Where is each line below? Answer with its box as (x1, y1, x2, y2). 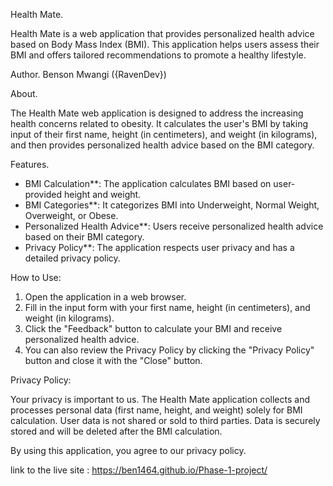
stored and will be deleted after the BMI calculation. (10, 425, 223, 437)
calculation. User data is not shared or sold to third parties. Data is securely (10, 415, 321, 426)
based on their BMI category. (24, 231, 145, 243)
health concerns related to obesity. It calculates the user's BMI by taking (10, 118, 309, 129)
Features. (10, 159, 50, 170)
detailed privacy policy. (24, 252, 121, 264)
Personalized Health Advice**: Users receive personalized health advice (24, 220, 324, 232)
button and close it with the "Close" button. (24, 355, 203, 366)
